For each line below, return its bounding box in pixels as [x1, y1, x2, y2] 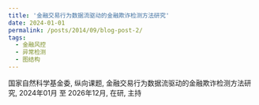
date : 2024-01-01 [8, 19, 66, 27]
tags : [8, 33, 26, 42]
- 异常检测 [15, 48, 47, 56]
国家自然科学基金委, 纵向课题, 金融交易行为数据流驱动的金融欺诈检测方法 [8, 78, 245, 88]
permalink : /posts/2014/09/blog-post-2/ [8, 26, 144, 34]
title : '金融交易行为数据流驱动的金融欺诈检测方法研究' [8, 11, 170, 20]
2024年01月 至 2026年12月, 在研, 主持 [18, 88, 142, 97]
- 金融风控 [15, 41, 47, 49]
